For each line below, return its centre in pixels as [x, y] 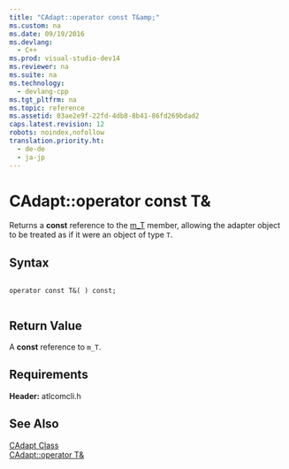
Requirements [49, 375]
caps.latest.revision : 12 [57, 125]
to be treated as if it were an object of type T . [91, 234]
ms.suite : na [33, 75]
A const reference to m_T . [55, 347]
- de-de [31, 149]
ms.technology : [37, 83]
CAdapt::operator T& [47, 454]
